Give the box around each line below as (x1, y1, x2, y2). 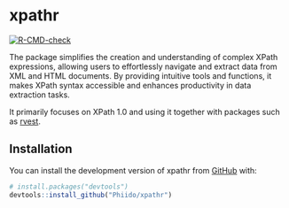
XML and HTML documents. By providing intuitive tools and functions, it (9, 70, 272, 81)
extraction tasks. (9, 89, 71, 100)
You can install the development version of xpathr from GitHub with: (9, 165, 257, 175)
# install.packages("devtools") (9, 182, 129, 191)
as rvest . (9, 116, 42, 127)
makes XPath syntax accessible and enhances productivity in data (9, 80, 252, 90)
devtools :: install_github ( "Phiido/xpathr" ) (9, 190, 173, 199)
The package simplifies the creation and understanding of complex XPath (9, 51, 278, 62)
